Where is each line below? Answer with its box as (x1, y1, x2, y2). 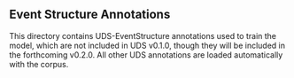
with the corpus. (9, 58, 69, 69)
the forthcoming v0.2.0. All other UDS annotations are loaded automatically (9, 49, 283, 60)
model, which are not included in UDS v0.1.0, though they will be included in (9, 40, 286, 51)
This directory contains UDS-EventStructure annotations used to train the (9, 30, 277, 41)
